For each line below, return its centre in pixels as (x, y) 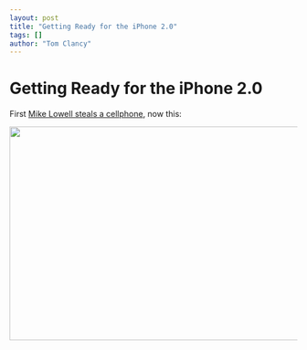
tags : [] (26, 35)
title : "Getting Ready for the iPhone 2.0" (94, 27)
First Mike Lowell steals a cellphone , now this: (96, 114)
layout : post (34, 18)
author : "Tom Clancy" (51, 43)
